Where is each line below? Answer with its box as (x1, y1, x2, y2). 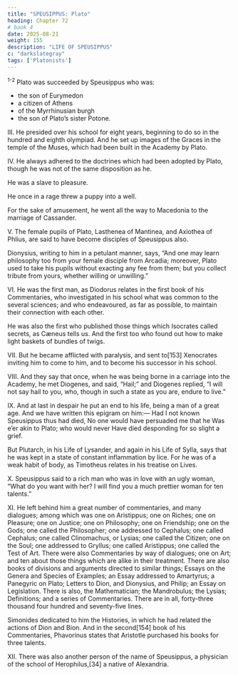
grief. (7, 432, 23, 440)
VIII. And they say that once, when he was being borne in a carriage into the (7, 372, 230, 381)
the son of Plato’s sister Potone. (17, 114, 111, 123)
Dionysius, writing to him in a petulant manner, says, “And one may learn (7, 249, 219, 258)
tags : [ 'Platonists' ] (7, 57, 72, 64)
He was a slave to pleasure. (7, 178, 88, 187)
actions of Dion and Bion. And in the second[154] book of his (7, 624, 186, 632)
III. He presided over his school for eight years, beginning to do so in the (7, 128, 219, 136)
